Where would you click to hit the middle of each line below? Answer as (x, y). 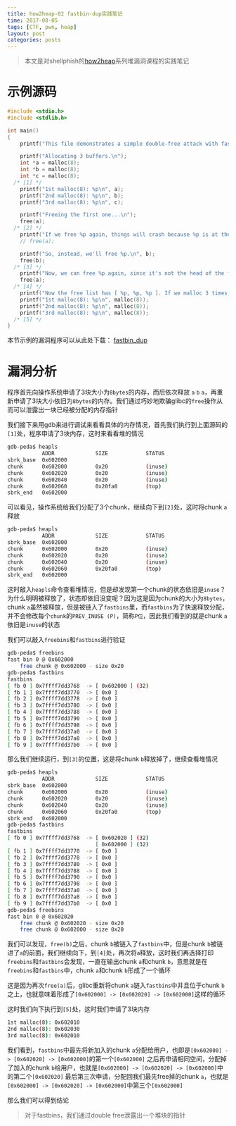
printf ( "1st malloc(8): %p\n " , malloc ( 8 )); (85, 299)
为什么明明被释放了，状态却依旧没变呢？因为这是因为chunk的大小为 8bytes (115, 598)
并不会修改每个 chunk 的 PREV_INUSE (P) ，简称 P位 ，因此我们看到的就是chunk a (117, 616)
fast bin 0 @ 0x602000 (40, 660)
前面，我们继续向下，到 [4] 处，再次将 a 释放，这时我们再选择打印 (122, 953)
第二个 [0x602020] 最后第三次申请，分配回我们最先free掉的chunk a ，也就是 (121, 1076)
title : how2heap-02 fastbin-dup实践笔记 (65, 14)
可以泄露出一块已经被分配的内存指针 (65, 410)
